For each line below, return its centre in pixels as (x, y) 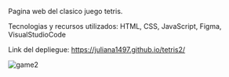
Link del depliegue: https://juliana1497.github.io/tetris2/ (97, 49)
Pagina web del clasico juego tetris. (65, 11)
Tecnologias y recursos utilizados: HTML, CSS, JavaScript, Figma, (115, 26)
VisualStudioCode (37, 35)
